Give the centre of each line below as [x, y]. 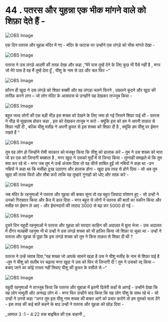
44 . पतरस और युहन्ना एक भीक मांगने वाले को [75, 10]
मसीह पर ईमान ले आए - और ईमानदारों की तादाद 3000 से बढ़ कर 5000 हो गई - [69, 205]
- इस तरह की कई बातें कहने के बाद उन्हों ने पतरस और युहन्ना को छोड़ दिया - [64, 304]
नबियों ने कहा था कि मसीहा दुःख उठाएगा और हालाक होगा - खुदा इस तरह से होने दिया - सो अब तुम [81, 169]
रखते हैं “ [12, 132]
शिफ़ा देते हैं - [25, 21]
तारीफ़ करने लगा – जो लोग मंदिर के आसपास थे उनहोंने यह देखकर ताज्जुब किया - [69, 96]
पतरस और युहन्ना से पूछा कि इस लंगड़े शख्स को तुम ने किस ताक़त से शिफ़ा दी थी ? [69, 236]
